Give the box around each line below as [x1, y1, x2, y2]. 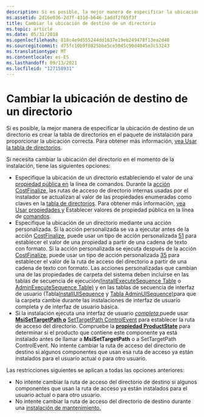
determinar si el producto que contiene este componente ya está [15, 329, 178, 336]
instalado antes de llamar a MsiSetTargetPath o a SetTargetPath [15, 336, 177, 343]
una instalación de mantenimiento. [15, 404, 101, 412]
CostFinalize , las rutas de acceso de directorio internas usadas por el [15, 187, 189, 195]
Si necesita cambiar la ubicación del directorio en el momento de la [6, 156, 174, 163]
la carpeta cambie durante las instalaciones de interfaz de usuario [15, 297, 181, 304]
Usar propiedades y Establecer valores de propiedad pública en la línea [15, 206, 194, 213]
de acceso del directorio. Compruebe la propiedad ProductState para [15, 323, 191, 330]
